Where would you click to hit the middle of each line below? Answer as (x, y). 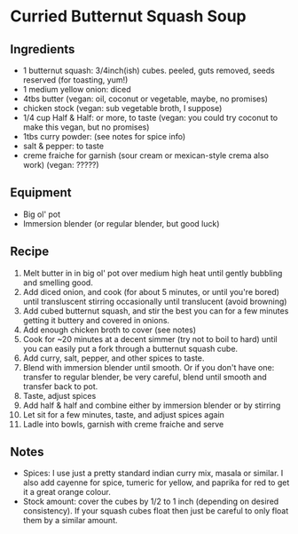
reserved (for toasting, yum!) (75, 80)
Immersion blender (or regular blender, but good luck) (121, 223)
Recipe (30, 252)
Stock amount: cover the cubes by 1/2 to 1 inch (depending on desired (151, 502)
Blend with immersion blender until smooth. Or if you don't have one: (149, 367)
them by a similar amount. (70, 521)
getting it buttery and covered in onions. (96, 320)
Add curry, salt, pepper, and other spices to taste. (114, 358)
